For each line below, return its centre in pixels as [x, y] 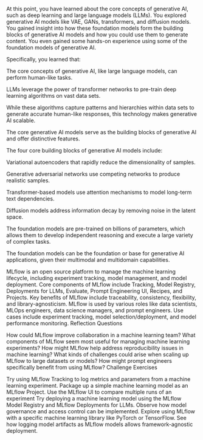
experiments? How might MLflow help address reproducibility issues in [95, 348]
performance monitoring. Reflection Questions [64, 323]
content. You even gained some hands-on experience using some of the [97, 41]
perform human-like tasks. [40, 77]
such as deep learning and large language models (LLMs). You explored [96, 15]
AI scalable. [21, 120]
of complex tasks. [29, 242]
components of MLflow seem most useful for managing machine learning [98, 342]
